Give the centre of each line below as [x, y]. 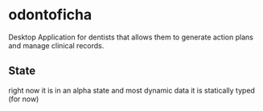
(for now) [24, 99]
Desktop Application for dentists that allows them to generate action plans [131, 37]
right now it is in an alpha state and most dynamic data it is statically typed [132, 90]
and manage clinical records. [56, 45]
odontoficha [50, 15]
